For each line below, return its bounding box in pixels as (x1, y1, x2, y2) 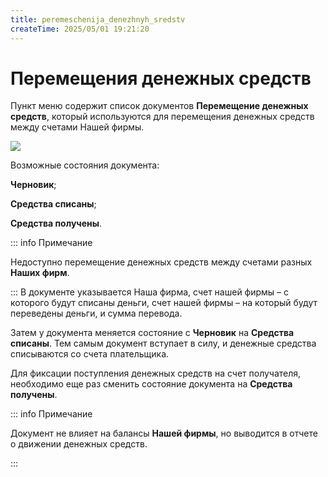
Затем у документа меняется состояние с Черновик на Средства (10, 327, 295, 339)
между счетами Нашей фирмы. (10, 121, 145, 133)
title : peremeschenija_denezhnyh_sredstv (10, 14, 186, 25)
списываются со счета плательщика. (10, 348, 170, 360)
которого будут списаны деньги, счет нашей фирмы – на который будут (10, 297, 318, 309)
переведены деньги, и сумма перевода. (10, 307, 183, 320)
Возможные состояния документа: (10, 159, 160, 171)
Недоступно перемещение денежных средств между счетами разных (10, 256, 313, 268)
